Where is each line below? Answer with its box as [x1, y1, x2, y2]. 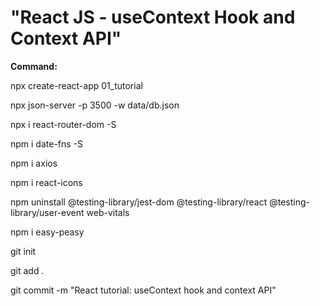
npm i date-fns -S [10, 137, 84, 150]
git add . [10, 264, 45, 276]
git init [10, 245, 37, 257]
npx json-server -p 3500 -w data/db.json [10, 99, 180, 111]
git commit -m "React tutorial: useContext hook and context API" [10, 284, 277, 296]
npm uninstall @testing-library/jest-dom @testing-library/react [10, 196, 268, 208]
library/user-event [10, 206, 85, 218]
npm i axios [10, 157, 58, 169]
